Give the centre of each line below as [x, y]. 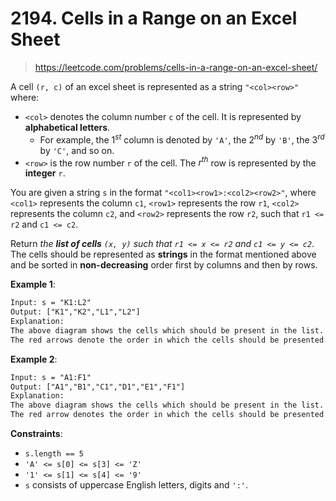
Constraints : [36, 433]
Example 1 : [33, 284]
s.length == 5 [54, 454]
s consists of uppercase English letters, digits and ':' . [136, 485]
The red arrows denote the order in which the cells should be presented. [169, 340]
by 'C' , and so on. [77, 150]
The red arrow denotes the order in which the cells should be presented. [169, 415]
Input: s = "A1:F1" [51, 377]
